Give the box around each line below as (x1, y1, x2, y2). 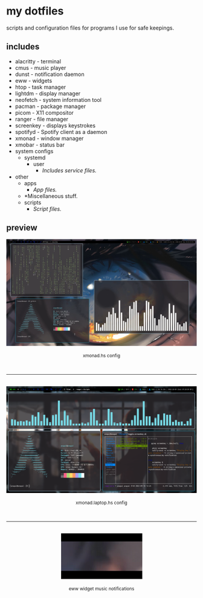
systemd (24, 154, 46, 161)
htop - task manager (14, 83, 66, 91)
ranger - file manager (14, 115, 68, 122)
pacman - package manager (14, 103, 86, 110)
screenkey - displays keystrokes (14, 122, 95, 129)
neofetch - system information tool (14, 96, 101, 103)
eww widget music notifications (68, 585, 135, 592)
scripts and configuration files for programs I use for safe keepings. (6, 24, 175, 31)
